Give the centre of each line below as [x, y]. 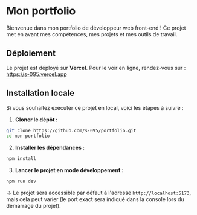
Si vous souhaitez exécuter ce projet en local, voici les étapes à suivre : [95, 107]
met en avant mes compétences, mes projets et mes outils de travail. [92, 34]
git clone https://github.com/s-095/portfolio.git [71, 130]
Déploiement [31, 53]
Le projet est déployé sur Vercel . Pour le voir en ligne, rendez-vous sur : [96, 68]
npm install [21, 159]
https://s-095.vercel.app [37, 74]
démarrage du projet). [34, 206]
